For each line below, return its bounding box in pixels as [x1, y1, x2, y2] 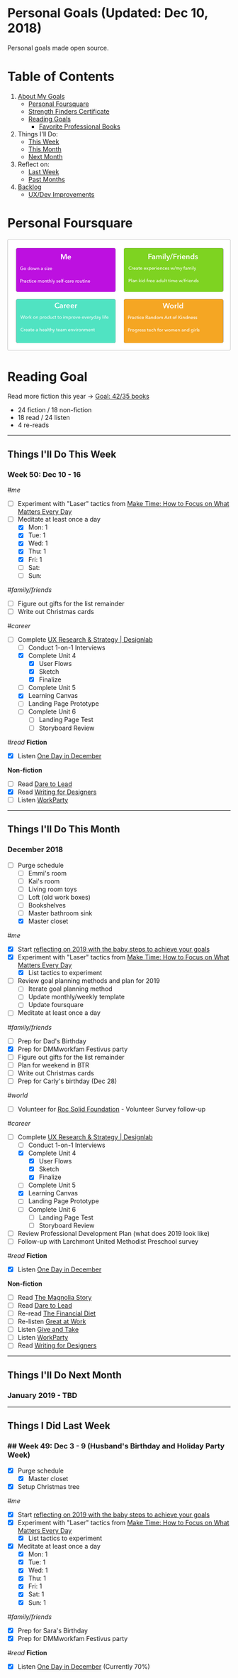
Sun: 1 [28, 1598, 46, 1607]
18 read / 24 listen [17, 414, 71, 422]
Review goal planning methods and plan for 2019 [17, 977, 161, 985]
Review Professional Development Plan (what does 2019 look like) [17, 1229, 210, 1237]
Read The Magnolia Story [17, 1293, 92, 1301]
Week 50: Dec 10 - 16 [7, 469, 81, 479]
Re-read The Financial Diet [17, 1309, 96, 1318]
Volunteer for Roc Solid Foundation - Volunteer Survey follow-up [17, 1104, 206, 1113]
